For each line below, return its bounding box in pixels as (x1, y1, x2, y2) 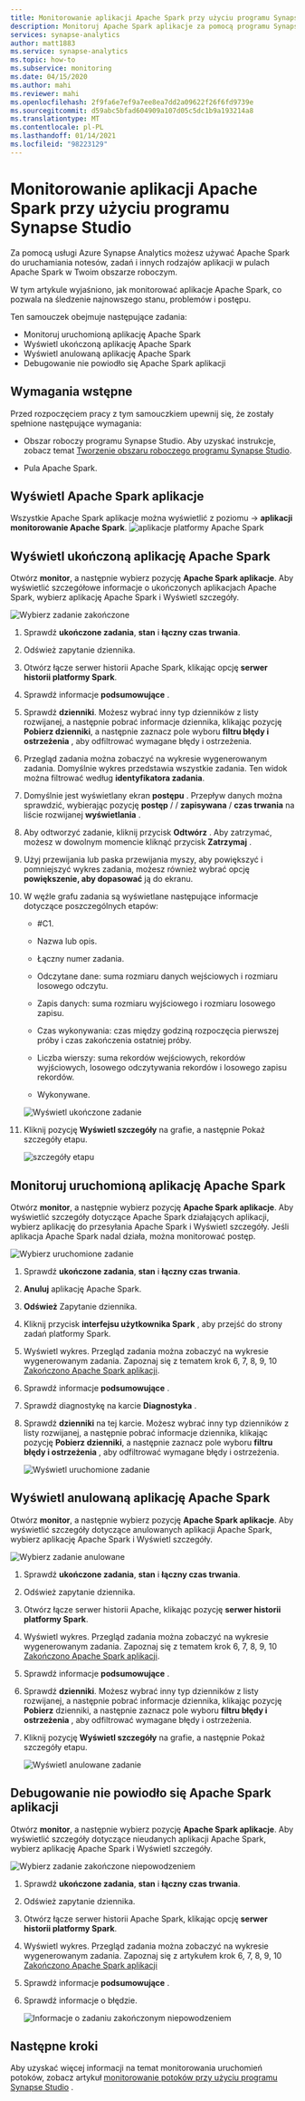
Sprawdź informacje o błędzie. (23, 1995, 138, 2006)
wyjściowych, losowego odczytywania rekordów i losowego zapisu (36, 1062, 288, 1073)
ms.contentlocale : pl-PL (10, 123, 104, 132)
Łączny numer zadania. (36, 954, 125, 964)
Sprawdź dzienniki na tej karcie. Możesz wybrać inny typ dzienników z (23, 1418, 289, 1428)
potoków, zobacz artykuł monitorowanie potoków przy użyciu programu (10, 2072, 279, 2083)
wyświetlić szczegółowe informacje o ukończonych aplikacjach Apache (10, 582, 277, 594)
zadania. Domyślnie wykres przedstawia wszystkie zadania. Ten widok (23, 763, 288, 774)
